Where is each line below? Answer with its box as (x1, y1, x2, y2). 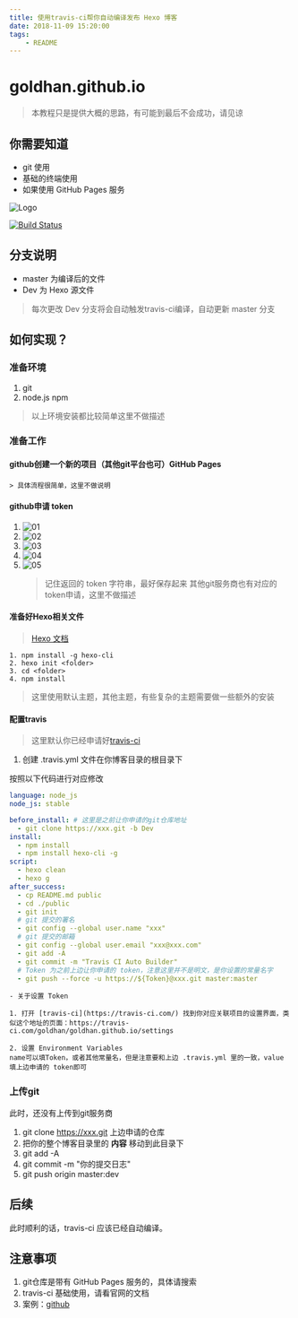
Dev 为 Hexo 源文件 (21, 284, 95, 295)
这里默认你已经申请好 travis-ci (30, 735, 140, 746)
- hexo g (17, 874, 50, 883)
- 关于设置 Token (9, 992, 69, 1001)
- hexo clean (17, 866, 66, 875)
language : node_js (9, 791, 78, 801)
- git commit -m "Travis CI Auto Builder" (17, 957, 178, 967)
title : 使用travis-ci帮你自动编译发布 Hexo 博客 (9, 13, 178, 22)
